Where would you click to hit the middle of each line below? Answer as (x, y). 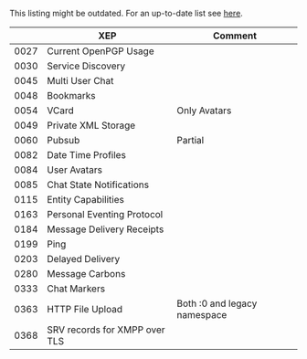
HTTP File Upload (85, 309)
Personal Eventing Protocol (105, 214)
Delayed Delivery (84, 259)
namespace (202, 315)
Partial (191, 140)
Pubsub (64, 140)
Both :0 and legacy (217, 303)
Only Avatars (204, 111)
